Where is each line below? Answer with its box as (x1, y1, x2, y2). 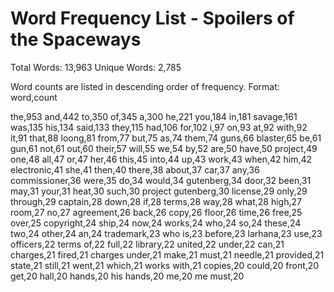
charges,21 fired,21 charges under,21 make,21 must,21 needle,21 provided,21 (10, 248, 325, 261)
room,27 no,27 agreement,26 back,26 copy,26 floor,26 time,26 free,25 (10, 206, 303, 218)
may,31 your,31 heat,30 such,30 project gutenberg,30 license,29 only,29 (10, 185, 308, 197)
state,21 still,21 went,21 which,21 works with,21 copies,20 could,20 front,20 (10, 259, 320, 271)
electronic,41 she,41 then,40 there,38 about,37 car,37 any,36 (10, 163, 260, 176)
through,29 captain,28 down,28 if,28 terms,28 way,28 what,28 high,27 (10, 195, 302, 207)
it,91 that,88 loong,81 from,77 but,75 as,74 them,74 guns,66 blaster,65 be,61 (10, 132, 322, 144)
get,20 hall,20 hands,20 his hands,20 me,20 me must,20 (10, 270, 245, 282)
